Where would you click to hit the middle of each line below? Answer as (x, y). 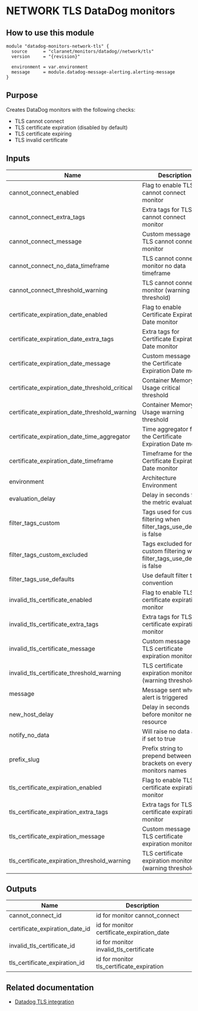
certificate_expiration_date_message (60, 363)
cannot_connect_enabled (44, 192)
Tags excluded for (167, 543)
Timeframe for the (167, 453)
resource (154, 721)
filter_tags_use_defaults (42, 579)
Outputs (22, 889)
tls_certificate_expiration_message (57, 836)
